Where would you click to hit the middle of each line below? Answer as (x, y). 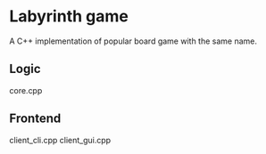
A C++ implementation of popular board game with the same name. (133, 41)
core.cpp (26, 90)
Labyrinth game (69, 16)
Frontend (35, 119)
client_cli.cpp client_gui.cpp (60, 140)
